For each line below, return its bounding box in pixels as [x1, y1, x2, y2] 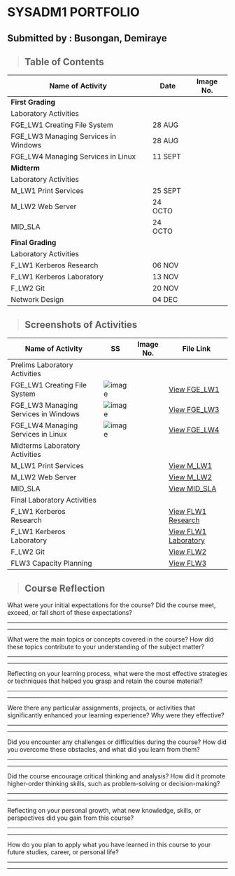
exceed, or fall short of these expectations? [7, 609, 133, 617]
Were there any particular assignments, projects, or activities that [7, 703, 196, 712]
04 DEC [152, 295, 178, 305]
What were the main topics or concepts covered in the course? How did [7, 635, 214, 644]
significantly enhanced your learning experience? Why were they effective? [7, 711, 225, 719]
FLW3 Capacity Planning [10, 559, 92, 569]
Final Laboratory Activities [10, 496, 97, 505]
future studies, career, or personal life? [7, 848, 119, 856]
